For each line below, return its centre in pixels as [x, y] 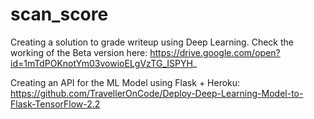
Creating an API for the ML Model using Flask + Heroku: [125, 82]
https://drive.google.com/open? [215, 52]
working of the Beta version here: [79, 52]
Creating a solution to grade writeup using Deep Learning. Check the [152, 42]
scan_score [59, 14]
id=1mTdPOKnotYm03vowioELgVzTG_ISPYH [101, 63]
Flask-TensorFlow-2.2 [55, 104]
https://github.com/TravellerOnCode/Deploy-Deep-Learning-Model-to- [157, 93]
